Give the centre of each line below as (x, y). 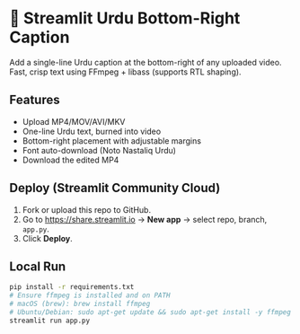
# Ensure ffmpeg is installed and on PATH (90, 295)
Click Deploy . (48, 238)
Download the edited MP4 (71, 160)
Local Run (38, 266)
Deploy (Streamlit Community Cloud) (115, 188)
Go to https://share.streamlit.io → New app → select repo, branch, (145, 219)
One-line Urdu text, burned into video (92, 131)
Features (35, 100)
